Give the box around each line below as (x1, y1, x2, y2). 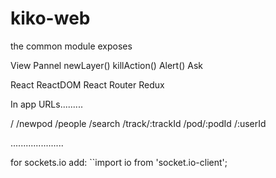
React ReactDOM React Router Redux (10, 78, 165, 91)
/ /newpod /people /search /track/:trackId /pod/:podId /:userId (10, 117, 267, 129)
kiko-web (10, 7, 91, 30)
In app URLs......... (10, 98, 83, 110)
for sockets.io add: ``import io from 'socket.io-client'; (10, 156, 228, 168)
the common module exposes (10, 40, 133, 52)
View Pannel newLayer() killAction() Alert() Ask (10, 59, 204, 71)
